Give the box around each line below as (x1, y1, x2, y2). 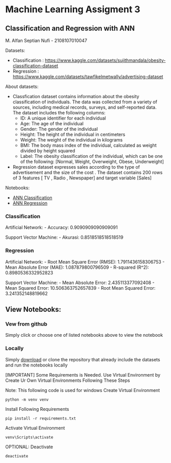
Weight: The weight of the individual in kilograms (20, 137, 123, 143)
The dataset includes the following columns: (12, 110, 106, 115)
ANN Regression (12, 200, 48, 206)
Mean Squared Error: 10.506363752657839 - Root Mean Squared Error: (5, 285, 156, 291)
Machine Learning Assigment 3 (5, 4, 140, 15)
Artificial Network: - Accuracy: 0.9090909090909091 (5, 224, 118, 230)
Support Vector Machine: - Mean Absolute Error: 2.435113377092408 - (5, 280, 155, 286)
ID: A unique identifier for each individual (20, 115, 106, 121)
